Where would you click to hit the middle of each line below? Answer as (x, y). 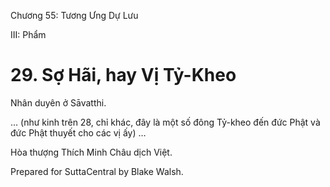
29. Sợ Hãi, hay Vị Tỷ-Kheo (123, 75)
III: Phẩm (28, 34)
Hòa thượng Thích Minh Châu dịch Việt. (91, 152)
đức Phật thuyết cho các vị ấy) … (78, 132)
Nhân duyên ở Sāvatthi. (58, 102)
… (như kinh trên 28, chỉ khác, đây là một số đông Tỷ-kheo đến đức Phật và (165, 122)
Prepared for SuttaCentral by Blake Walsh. (97, 171)
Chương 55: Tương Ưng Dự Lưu (74, 15)
